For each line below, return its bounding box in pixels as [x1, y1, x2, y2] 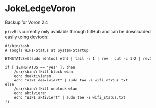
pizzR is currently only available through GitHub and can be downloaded [5, 28, 151, 34]
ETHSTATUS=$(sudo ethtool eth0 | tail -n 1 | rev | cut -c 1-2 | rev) [5, 56, 152, 61]
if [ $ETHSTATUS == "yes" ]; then [5, 65, 76, 70]
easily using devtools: [5, 34, 49, 40]
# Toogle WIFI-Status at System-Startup [5, 48, 89, 53]
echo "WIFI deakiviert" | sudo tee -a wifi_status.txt [14, 78, 128, 82]
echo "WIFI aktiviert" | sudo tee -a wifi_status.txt [14, 95, 126, 100]
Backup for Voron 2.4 [5, 19, 48, 25]
